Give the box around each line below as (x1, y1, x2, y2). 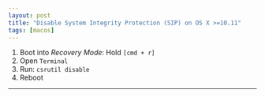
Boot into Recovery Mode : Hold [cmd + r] (19, 48, 155, 58)
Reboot (19, 73, 43, 83)
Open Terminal (19, 56, 69, 65)
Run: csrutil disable (19, 65, 90, 74)
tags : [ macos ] (8, 26, 55, 34)
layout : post (8, 11, 51, 20)
